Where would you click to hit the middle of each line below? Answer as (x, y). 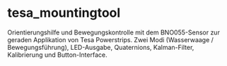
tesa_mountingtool (64, 13)
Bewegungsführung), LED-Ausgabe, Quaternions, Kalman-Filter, (101, 47)
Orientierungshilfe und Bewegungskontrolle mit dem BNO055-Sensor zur (114, 32)
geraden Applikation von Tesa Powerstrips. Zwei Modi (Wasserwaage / (111, 39)
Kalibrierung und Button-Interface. (57, 55)
